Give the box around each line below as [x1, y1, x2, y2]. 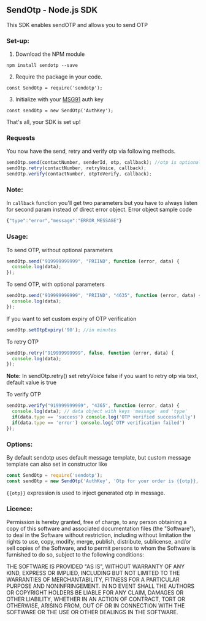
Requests [6, 134, 36, 142]
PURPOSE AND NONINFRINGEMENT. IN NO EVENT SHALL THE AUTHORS [6, 582, 195, 590]
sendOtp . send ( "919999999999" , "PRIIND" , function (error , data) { [6, 258, 180, 264]
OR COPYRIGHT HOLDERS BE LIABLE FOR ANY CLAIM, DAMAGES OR [6, 588, 184, 596]
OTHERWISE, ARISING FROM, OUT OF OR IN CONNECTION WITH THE [6, 601, 185, 609]
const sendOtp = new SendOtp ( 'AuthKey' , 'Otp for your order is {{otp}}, [6, 478, 199, 484]
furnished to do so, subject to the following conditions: [6, 550, 144, 558]
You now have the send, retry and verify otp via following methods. [6, 147, 176, 155]
